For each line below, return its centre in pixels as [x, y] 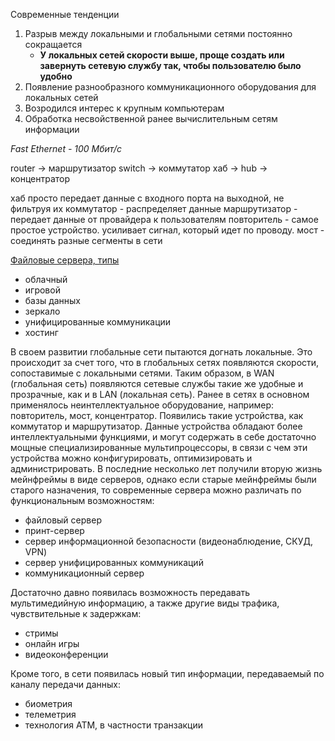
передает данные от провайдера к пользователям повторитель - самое [164, 219]
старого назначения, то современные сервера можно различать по [156, 490]
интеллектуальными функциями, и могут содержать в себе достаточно [163, 437]
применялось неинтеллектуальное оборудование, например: [142, 405]
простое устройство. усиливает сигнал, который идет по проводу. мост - [167, 230]
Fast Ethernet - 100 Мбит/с [66, 148]
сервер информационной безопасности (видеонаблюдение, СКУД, [169, 541]
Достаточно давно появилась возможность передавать [130, 592]
